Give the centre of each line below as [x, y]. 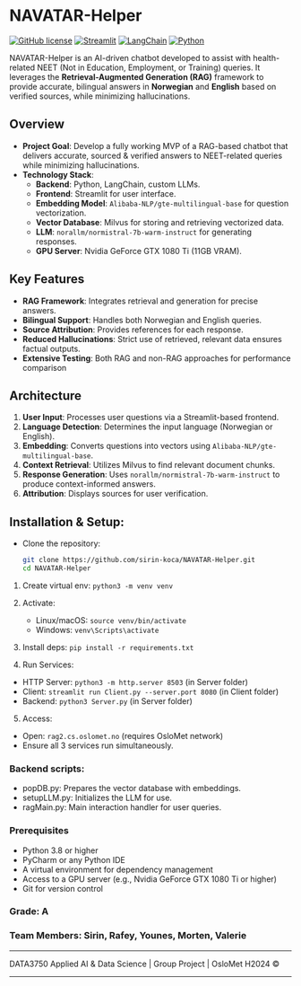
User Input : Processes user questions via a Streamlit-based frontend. [150, 418]
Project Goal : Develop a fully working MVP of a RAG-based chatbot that [155, 145]
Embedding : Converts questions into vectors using [116, 446]
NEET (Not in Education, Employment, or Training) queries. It [149, 67]
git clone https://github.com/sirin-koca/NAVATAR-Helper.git [139, 560]
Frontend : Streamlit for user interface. [106, 193]
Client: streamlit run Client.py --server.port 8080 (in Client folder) [150, 691]
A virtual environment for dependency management [117, 869]
